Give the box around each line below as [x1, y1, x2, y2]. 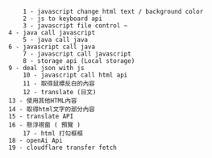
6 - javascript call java [8, 43, 95, 51]
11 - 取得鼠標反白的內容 [23, 80, 95, 88]
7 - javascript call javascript [23, 50, 131, 58]
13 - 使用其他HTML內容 [8, 97, 77, 105]
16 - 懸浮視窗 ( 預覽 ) [8, 121, 81, 129]
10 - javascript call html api [23, 71, 128, 79]
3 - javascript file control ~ [23, 22, 128, 30]
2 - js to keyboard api [23, 15, 103, 23]
